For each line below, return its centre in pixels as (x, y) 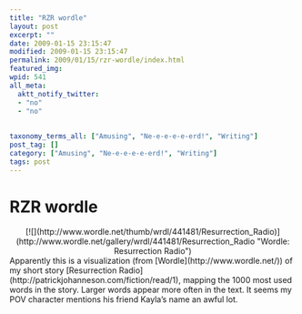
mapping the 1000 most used (238, 280)
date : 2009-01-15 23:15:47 (60, 43)
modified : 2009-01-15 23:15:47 (69, 52)
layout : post (34, 26)
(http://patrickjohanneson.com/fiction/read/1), (96, 280)
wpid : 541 (28, 77)
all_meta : (28, 86)
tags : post (30, 162)
